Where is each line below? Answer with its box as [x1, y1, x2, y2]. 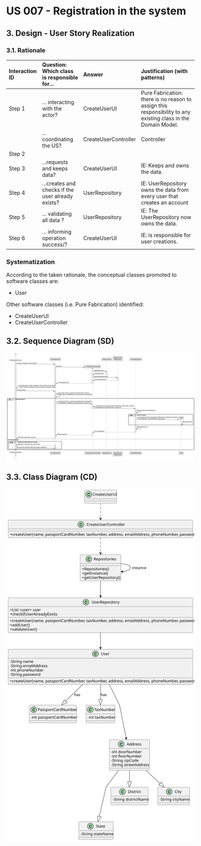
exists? [42, 199, 60, 206]
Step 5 [8, 213, 25, 220]
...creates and [42, 180, 76, 187]
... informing [42, 228, 72, 235]
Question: [42, 61, 67, 68]
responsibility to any [141, 108, 191, 115]
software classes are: [6, 277, 59, 285]
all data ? [42, 217, 65, 224]
